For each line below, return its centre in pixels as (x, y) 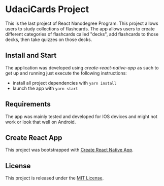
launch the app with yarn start (45, 88)
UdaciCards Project (47, 9)
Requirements (28, 104)
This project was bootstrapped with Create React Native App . (69, 150)
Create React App (34, 138)
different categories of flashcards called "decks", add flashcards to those (82, 34)
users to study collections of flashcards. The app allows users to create (80, 28)
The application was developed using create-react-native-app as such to (82, 67)
